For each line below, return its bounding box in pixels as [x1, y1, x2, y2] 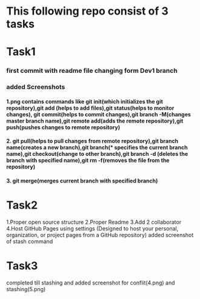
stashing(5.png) [6, 285, 46, 292]
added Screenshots [6, 83, 65, 92]
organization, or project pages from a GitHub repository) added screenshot [6, 231, 194, 238]
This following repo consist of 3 [6, 4, 168, 18]
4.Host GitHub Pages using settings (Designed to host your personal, [6, 224, 179, 232]
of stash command [6, 238, 53, 245]
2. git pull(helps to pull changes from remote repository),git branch [6, 138, 179, 145]
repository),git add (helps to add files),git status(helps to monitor [6, 104, 175, 112]
